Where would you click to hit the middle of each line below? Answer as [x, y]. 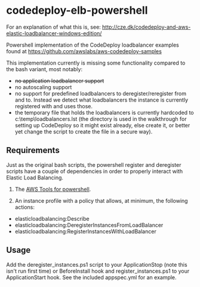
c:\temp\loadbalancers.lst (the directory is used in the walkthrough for [101, 119]
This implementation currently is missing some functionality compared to [96, 63]
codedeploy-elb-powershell [77, 10]
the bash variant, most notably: [44, 69]
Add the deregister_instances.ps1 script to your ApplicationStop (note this [97, 264]
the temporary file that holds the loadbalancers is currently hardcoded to [104, 112]
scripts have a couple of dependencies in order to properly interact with [95, 171]
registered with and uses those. [53, 106]
